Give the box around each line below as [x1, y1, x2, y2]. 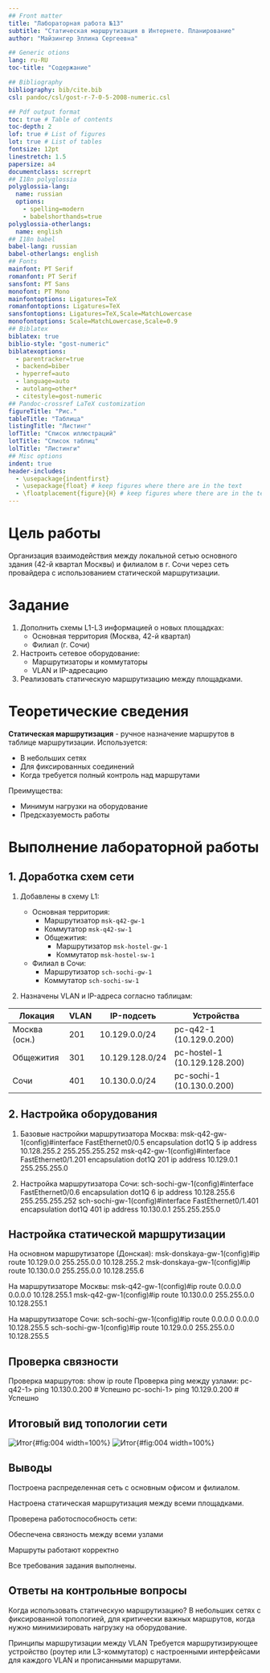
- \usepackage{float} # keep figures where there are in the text [15, 482, 243, 490]
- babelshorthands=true [22, 213, 103, 221]
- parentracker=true [15, 355, 84, 363]
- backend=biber [15, 362, 70, 370]
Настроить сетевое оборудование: [19, 648, 141, 658]
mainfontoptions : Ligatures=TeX [8, 295, 117, 303]
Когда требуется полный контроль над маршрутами [19, 770, 200, 779]
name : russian [15, 190, 63, 198]
